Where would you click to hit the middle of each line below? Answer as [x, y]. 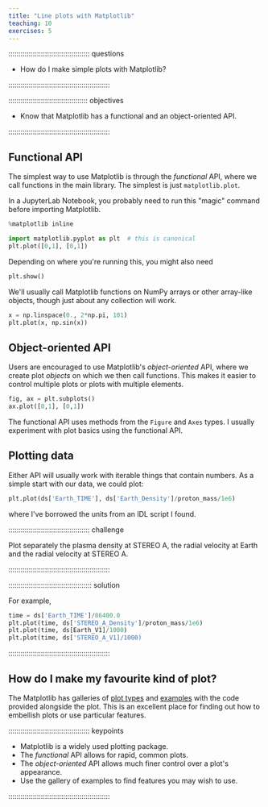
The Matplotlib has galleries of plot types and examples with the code [124, 698]
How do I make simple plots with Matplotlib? [93, 69]
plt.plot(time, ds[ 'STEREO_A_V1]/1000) [75, 638]
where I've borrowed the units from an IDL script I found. [102, 514]
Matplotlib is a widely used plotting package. [94, 746]
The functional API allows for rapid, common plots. [104, 755]
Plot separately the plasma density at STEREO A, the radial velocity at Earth [133, 545]
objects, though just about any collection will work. [93, 300]
